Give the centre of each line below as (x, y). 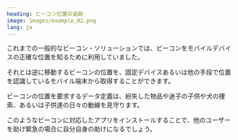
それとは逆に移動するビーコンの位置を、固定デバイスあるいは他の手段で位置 (119, 72)
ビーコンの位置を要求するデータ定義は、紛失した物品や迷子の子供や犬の (113, 96)
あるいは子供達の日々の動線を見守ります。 (81, 105)
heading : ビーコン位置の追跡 (45, 14)
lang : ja (20, 27)
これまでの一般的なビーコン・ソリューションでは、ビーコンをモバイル (110, 48)
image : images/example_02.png (52, 21)
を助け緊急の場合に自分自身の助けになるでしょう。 (82, 129)
